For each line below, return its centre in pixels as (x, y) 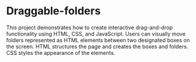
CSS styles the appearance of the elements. (61, 52)
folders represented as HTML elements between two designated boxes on (98, 40)
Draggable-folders (54, 11)
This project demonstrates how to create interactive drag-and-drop (90, 27)
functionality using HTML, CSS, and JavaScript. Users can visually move (96, 33)
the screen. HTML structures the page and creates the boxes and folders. (97, 46)
